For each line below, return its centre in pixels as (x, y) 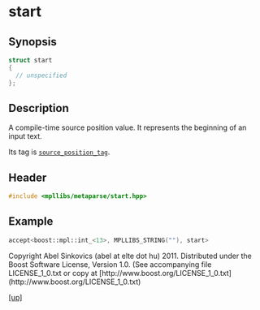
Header (28, 177)
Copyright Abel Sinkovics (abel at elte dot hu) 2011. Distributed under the (130, 256)
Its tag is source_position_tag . (59, 152)
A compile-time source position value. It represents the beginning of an (128, 127)
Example (31, 222)
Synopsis (32, 42)
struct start (30, 60)
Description (39, 108)
